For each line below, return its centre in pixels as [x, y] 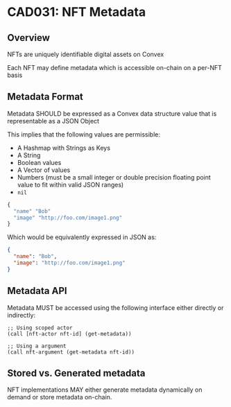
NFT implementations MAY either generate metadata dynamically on [105, 390]
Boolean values [39, 162]
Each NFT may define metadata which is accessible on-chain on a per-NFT [114, 68]
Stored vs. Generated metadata [76, 373]
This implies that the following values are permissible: [84, 134]
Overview [29, 38]
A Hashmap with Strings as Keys [64, 148]
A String [29, 155]
